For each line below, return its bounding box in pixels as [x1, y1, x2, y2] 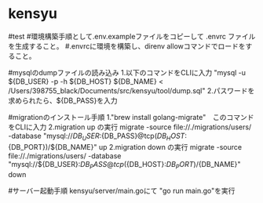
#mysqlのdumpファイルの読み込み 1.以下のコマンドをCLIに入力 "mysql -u [8, 67, 246, 77]
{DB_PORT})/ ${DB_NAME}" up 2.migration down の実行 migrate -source [8, 142, 242, 151]
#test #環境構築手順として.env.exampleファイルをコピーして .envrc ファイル [8, 31, 256, 41]
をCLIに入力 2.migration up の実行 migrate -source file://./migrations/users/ [8, 122, 252, 132]
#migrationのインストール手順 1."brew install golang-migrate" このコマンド [8, 112, 254, 121]
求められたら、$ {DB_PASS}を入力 [8, 96, 118, 105]
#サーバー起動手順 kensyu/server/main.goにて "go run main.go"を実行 [8, 186, 236, 195]
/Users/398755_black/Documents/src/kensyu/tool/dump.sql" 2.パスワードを [8, 85, 255, 95]
